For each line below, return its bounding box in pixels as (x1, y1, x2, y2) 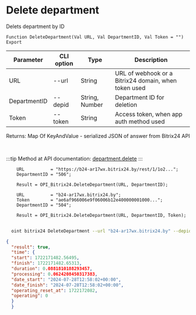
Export (6, 39, 22, 45)
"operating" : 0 (11, 293, 48, 299)
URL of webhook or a (114, 69, 173, 77)
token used (114, 84, 146, 92)
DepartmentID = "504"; (16, 202, 72, 208)
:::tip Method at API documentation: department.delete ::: (6, 155, 143, 162)
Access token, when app (114, 110, 183, 118)
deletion (114, 101, 138, 109)
